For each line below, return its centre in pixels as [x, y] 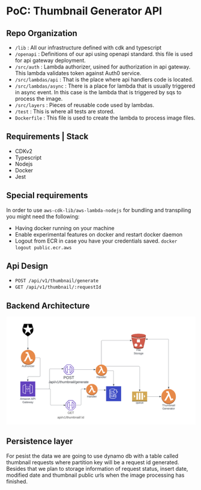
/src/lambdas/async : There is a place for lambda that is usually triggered [105, 86]
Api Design [27, 266]
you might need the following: [43, 216]
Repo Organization [42, 33]
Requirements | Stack [47, 137]
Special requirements [47, 195]
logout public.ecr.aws [43, 247]
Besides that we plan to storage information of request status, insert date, [97, 468]
